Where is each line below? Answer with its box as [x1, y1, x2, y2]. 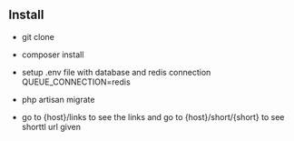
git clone [21, 31, 55, 42]
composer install [21, 49, 84, 60]
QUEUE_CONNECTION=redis [21, 76, 131, 87]
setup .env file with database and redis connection [21, 66, 211, 77]
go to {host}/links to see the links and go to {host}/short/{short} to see [21, 111, 285, 122]
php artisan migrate [21, 94, 95, 105]
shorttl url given [21, 121, 81, 132]
